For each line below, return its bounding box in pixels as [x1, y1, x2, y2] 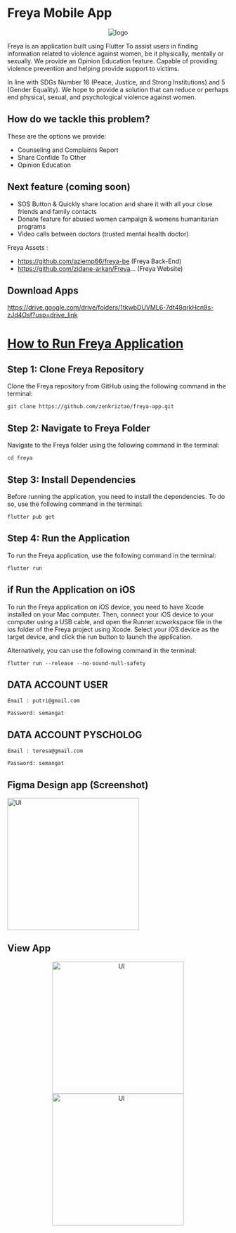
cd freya [7, 455, 33, 462]
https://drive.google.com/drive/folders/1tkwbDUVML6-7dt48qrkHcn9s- [7, 303, 214, 312]
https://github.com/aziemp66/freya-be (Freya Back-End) [17, 257, 182, 265]
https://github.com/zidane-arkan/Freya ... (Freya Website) [17, 264, 183, 272]
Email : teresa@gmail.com [7, 747, 83, 754]
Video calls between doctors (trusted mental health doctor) [17, 229, 189, 238]
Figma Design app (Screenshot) [7, 779, 149, 791]
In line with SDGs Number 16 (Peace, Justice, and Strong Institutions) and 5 [7, 77, 225, 86]
